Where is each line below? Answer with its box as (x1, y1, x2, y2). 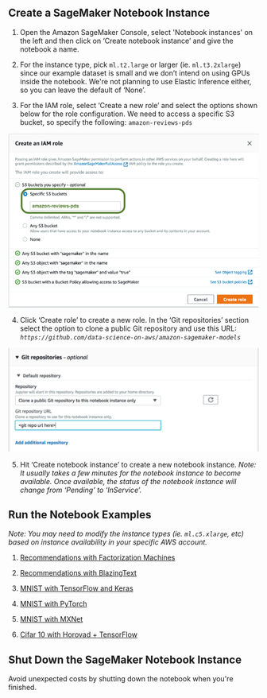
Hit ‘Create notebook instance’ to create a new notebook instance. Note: (19, 460, 257, 469)
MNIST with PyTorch (19, 599, 87, 609)
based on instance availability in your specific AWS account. (8, 537, 208, 547)
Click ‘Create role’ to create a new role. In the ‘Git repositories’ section (19, 315, 249, 324)
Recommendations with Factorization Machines (19, 553, 176, 563)
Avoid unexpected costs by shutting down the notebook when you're (8, 674, 234, 684)
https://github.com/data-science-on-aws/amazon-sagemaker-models (19, 333, 241, 341)
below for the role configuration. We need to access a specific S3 (19, 109, 234, 118)
